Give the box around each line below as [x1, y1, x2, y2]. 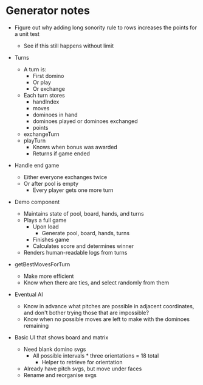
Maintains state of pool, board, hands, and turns [23, 210, 144, 217]
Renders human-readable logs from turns [23, 249, 128, 256]
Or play [32, 79, 51, 86]
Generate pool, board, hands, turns [41, 229, 130, 236]
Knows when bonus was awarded [32, 143, 118, 150]
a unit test [14, 30, 40, 37]
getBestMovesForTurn [14, 260, 71, 268]
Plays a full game [23, 216, 67, 224]
